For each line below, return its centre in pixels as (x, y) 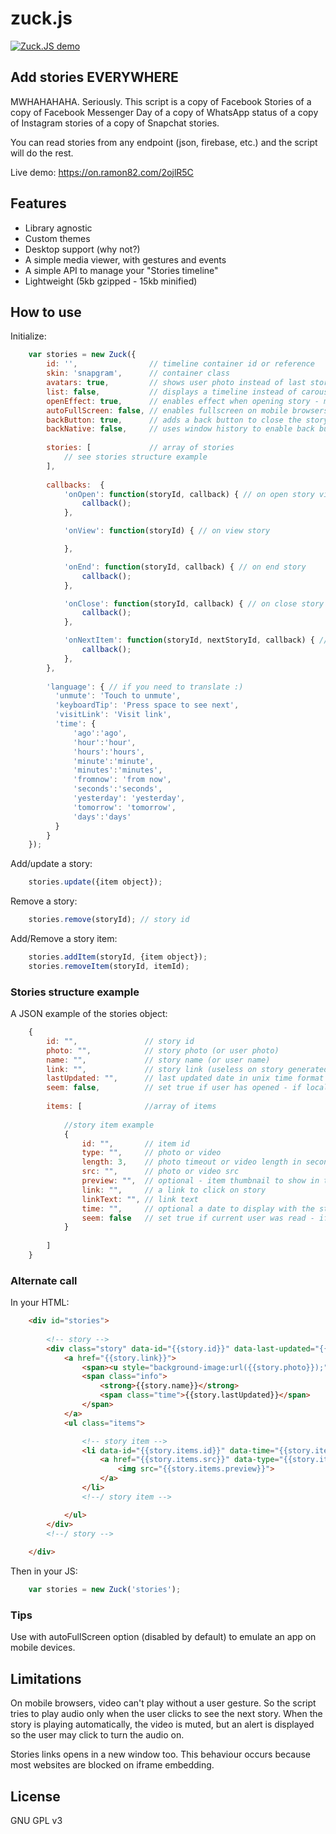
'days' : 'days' (102, 817)
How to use (46, 312)
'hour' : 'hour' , (105, 742)
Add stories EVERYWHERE (94, 77)
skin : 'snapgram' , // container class (138, 373)
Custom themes (57, 238)
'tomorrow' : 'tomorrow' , (125, 807)
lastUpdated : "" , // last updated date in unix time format (185, 1078)
